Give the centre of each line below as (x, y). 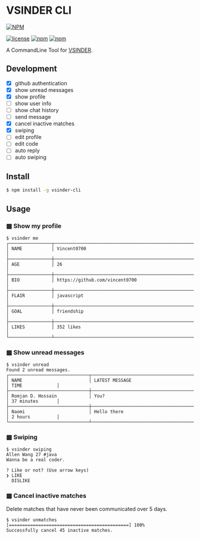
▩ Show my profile (34, 226)
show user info (33, 103)
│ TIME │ (33, 386)
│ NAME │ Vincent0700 (46, 248)
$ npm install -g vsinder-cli (44, 190)
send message (33, 117)
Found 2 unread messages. (38, 370)
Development (32, 69)
